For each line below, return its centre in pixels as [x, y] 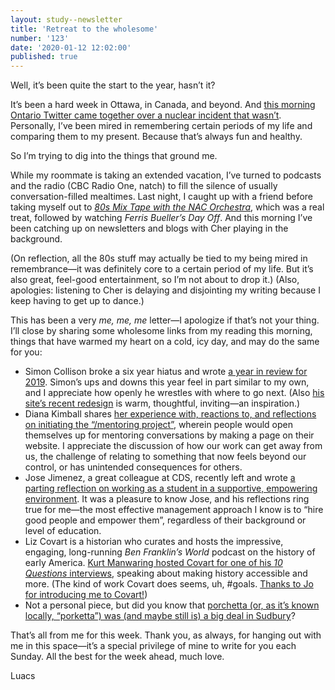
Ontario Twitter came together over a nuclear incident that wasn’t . [146, 115]
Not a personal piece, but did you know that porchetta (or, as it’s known [172, 605]
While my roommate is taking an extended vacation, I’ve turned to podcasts [166, 175]
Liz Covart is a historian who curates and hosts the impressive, [154, 542]
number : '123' [40, 38]
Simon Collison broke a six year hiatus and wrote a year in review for [166, 372]
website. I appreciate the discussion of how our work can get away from [173, 446]
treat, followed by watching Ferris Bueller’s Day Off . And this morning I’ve [161, 218]
